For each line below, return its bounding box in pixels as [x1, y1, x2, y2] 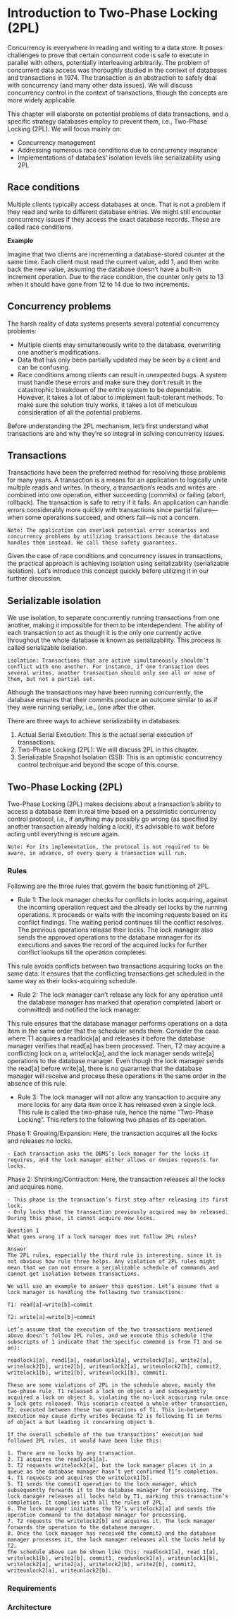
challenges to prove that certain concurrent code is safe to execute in [7, 51, 209, 59]
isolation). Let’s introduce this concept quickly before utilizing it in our [7, 567, 209, 575]
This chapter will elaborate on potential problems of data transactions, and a [7, 109, 229, 118]
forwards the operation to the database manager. [7, 1524, 156, 1531]
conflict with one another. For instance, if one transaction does [7, 663, 210, 670]
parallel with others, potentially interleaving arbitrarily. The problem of [7, 58, 210, 66]
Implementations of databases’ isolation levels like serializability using [17, 153, 221, 162]
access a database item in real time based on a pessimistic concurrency [7, 807, 217, 815]
